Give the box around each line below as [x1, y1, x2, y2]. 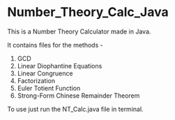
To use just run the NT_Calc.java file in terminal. [7, 105, 144, 113]
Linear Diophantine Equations [17, 61, 102, 70]
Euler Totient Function [17, 84, 81, 92]
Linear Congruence [17, 69, 73, 77]
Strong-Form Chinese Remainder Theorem [17, 91, 140, 100]
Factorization [17, 76, 56, 84]
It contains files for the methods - [7, 40, 103, 49]
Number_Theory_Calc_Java [7, 4, 169, 20]
